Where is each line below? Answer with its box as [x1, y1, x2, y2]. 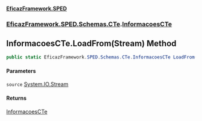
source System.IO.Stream [6, 81, 69, 88]
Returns [6, 95, 27, 102]
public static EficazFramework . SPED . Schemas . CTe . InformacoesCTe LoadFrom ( [6, 54, 198, 60]
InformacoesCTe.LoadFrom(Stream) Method [6, 38, 177, 48]
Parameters [6, 67, 36, 75]
